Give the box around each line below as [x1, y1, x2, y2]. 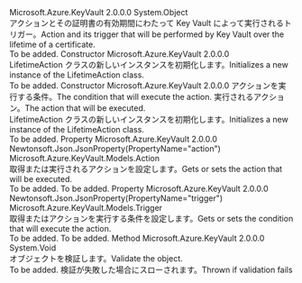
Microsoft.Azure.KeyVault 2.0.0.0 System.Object [9, 7, 188, 17]
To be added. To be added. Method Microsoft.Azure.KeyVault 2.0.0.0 [9, 233, 265, 243]
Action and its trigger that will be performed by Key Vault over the [40, 29, 285, 40]
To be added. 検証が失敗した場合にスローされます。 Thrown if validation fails [9, 264, 293, 275]
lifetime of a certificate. [9, 39, 96, 50]
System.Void [9, 242, 57, 253]
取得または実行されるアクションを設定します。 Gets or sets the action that [9, 164, 282, 174]
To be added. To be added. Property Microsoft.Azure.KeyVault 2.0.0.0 [9, 183, 269, 194]
